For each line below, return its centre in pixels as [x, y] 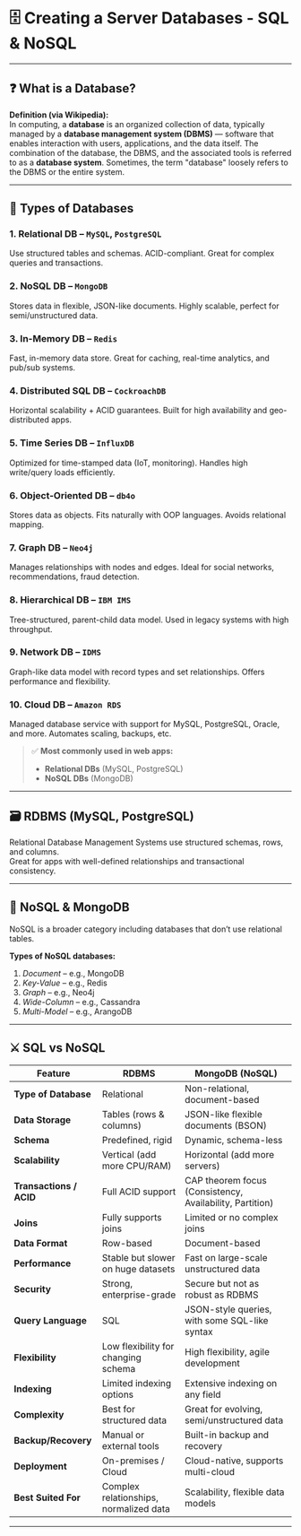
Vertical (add [129, 1154]
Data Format [41, 1243]
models [201, 1503]
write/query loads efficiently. [62, 472]
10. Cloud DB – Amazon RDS [65, 704]
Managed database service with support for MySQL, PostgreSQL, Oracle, [145, 725]
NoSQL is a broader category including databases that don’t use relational [146, 929]
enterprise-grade [139, 1295]
